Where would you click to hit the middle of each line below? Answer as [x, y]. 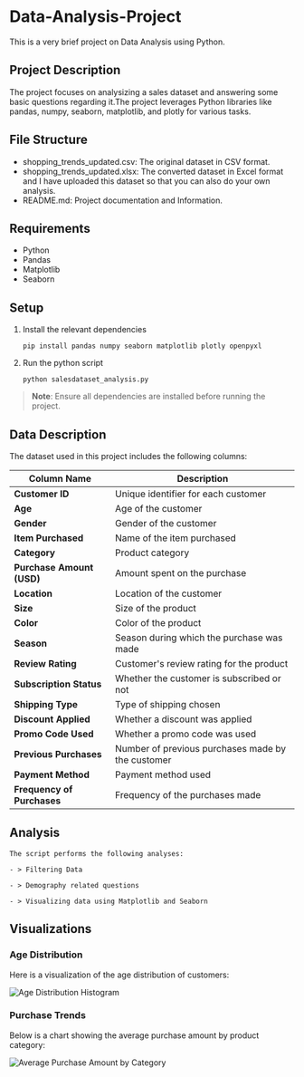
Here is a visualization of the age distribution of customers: [119, 975]
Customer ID [42, 494]
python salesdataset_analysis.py [85, 380]
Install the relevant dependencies [85, 330]
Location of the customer [168, 593]
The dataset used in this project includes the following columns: [128, 456]
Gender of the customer [166, 523]
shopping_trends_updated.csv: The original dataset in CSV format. [146, 161]
